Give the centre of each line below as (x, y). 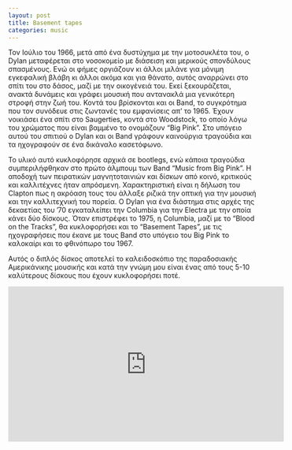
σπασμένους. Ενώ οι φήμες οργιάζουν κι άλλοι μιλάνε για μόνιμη (116, 69)
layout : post (30, 15)
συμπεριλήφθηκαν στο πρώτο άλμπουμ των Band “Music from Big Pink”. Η (130, 168)
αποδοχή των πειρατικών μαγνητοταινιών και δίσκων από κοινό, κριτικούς (130, 177)
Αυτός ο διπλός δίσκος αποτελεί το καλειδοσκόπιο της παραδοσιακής (123, 259)
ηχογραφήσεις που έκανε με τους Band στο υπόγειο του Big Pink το (119, 235)
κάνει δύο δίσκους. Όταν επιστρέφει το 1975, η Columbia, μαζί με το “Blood (131, 218)
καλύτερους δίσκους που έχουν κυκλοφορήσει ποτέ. (94, 276)
